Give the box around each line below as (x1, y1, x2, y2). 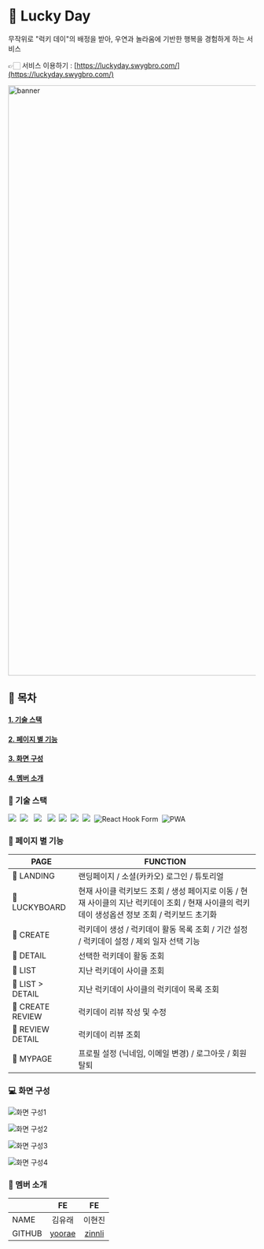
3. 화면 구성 (8, 754, 44, 763)
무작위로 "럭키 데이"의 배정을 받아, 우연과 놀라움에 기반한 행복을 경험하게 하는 (8, 34, 245, 43)
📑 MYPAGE (12, 1054, 53, 1065)
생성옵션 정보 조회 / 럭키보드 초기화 (94, 909, 218, 920)
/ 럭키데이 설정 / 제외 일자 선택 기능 (78, 936, 200, 947)
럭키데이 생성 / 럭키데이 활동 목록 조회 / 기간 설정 (78, 924, 248, 935)
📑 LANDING (12, 870, 55, 881)
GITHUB (12, 1228, 42, 1239)
